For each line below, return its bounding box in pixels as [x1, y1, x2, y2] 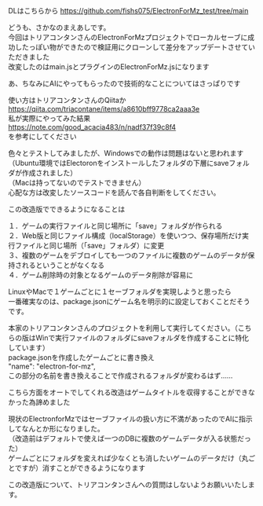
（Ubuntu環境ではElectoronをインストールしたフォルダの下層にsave [8, 159, 229, 167]
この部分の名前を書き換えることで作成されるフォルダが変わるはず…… [8, 371, 233, 380]
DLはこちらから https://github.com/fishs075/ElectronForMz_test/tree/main [8, 6, 249, 15]
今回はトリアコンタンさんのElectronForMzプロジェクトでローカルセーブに [8, 33, 248, 42]
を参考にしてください [8, 132, 77, 141]
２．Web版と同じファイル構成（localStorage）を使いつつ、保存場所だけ [8, 231, 243, 240]
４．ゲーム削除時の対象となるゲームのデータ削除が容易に [8, 270, 194, 280]
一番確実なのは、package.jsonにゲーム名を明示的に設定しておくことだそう [8, 297, 251, 306]
